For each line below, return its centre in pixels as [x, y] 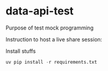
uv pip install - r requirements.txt [51, 62]
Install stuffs [21, 51]
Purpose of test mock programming [49, 28]
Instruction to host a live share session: [54, 39]
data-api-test [40, 11]
